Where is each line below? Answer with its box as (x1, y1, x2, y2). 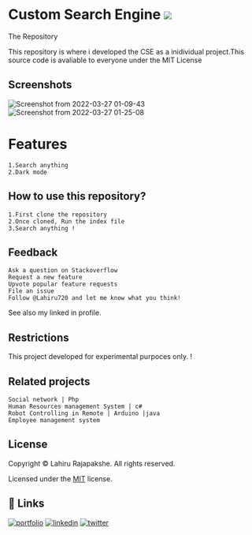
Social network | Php (8, 395, 80, 403)
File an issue (8, 287, 55, 295)
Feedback (8, 245, 58, 259)
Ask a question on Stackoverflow (8, 267, 118, 275)
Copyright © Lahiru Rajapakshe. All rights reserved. (8, 458, 176, 468)
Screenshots (8, 78, 72, 92)
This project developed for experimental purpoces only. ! (8, 352, 193, 361)
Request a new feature (8, 274, 83, 282)
